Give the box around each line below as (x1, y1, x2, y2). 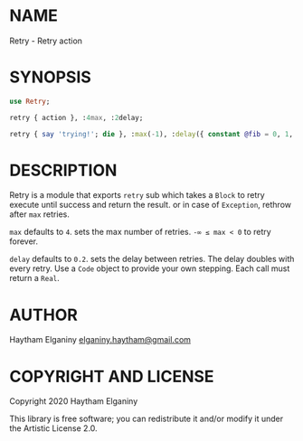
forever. (9, 236, 39, 247)
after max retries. (9, 209, 70, 220)
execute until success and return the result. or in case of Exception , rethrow (9, 200, 292, 211)
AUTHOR (9, 305, 79, 325)
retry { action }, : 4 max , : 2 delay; (9, 113, 144, 122)
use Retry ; (9, 97, 51, 106)
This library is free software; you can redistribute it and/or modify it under (9, 413, 284, 425)
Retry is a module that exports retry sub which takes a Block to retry (9, 190, 265, 201)
